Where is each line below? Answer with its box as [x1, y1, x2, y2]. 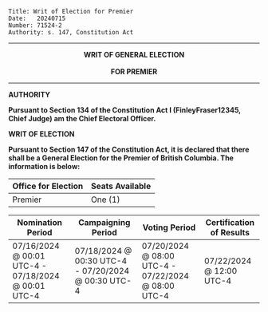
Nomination [17, 217, 62, 227]
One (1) [90, 194, 120, 205]
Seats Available [90, 180, 152, 192]
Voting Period [142, 222, 196, 233]
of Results [210, 227, 250, 238]
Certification [205, 217, 255, 227]
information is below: [8, 162, 81, 171]
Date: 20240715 [8, 14, 66, 22]
